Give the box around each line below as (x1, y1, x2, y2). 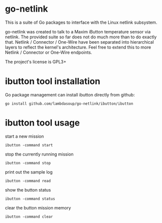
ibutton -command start (5, 143, 53, 147)
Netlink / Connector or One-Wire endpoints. (5, 49, 92, 55)
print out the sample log (5, 169, 53, 175)
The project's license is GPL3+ (5, 59, 66, 64)
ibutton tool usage (5, 117, 80, 128)
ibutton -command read (5, 178, 51, 183)
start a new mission (5, 133, 44, 139)
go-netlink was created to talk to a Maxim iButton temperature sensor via (5, 29, 151, 34)
